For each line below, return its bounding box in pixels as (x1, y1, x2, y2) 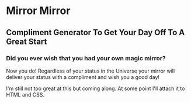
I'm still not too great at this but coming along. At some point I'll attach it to (6, 85, 185, 92)
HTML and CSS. (6, 91, 45, 98)
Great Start (6, 36, 47, 46)
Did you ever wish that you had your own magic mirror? (6, 54, 166, 62)
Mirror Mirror (6, 4, 71, 18)
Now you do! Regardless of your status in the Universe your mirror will (6, 67, 175, 74)
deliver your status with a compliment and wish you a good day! (6, 73, 159, 80)
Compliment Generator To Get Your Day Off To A (6, 28, 185, 37)
